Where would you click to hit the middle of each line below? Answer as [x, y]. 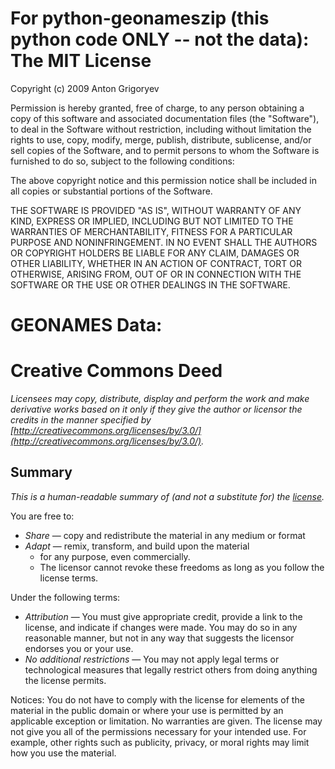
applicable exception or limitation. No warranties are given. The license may [166, 721]
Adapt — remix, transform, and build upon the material [137, 546]
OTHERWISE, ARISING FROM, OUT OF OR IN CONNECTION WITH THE [156, 274]
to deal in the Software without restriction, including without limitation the [161, 129]
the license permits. [65, 680]
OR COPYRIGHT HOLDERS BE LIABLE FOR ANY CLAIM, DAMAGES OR [155, 253]
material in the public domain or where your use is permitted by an [147, 710]
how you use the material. [63, 753]
